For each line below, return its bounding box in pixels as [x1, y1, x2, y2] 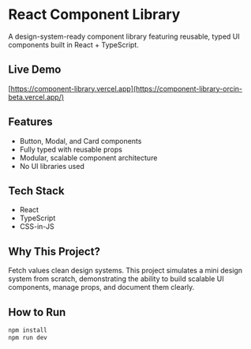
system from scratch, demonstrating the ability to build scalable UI [8, 274, 225, 283]
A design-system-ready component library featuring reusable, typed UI [8, 32, 240, 41]
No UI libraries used [19, 161, 84, 171]
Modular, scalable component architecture [19, 152, 158, 163]
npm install [8, 326, 47, 334]
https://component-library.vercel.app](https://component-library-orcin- [10, 84, 243, 93]
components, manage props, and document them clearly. [8, 283, 195, 292]
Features [8, 115, 53, 129]
